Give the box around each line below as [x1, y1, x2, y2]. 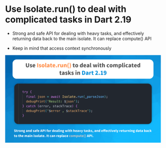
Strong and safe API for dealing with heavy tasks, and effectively [12, 30, 144, 36]
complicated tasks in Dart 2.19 [5, 14, 132, 25]
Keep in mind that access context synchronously [12, 45, 112, 51]
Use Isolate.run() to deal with [5, 3, 127, 15]
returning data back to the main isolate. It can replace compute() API [12, 36, 152, 42]
